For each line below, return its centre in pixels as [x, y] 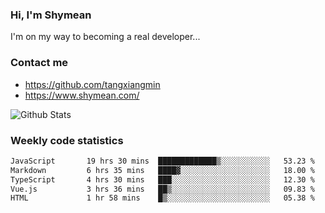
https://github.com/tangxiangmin [92, 84]
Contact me [39, 63]
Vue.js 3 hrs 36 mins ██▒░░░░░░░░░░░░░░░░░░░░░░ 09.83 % [162, 189]
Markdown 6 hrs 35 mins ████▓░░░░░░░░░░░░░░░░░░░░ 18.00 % [162, 170]
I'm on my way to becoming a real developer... [105, 37]
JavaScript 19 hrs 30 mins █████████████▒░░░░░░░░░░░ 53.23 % [162, 161]
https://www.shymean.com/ [82, 95]
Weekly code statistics [67, 140]
